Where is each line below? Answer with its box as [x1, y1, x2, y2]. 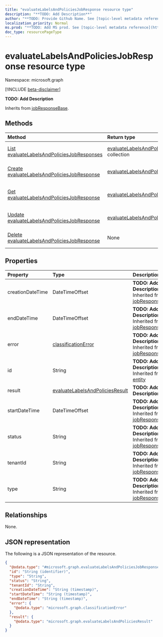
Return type [107, 134, 136, 140]
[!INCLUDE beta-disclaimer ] [5, 86, 61, 92]
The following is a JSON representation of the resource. [5, 551, 116, 557]
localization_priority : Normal [5, 20, 68, 26]
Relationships [5, 511, 48, 519]
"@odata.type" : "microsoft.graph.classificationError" [14, 605, 127, 610]
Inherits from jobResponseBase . [5, 105, 69, 111]
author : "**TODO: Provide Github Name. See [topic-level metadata [5, 16, 142, 21]
